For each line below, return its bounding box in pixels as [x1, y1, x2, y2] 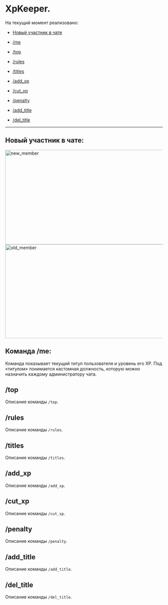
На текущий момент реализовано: [5, 20, 78, 26]
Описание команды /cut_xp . [5, 510, 65, 516]
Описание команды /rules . [5, 427, 63, 433]
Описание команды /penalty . [5, 538, 67, 544]
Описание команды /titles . [5, 455, 65, 460]
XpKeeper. [5, 3, 51, 15]
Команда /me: [5, 347, 51, 355]
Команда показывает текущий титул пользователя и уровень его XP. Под [5, 360, 162, 367]
